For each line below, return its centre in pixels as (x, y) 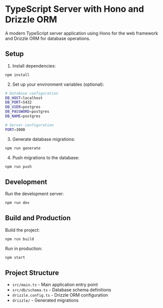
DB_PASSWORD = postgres (27, 112)
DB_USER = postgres (23, 107)
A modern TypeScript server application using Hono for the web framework (82, 33)
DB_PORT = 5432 (18, 103)
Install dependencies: (34, 66)
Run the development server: (34, 194)
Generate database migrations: (44, 139)
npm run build (20, 239)
